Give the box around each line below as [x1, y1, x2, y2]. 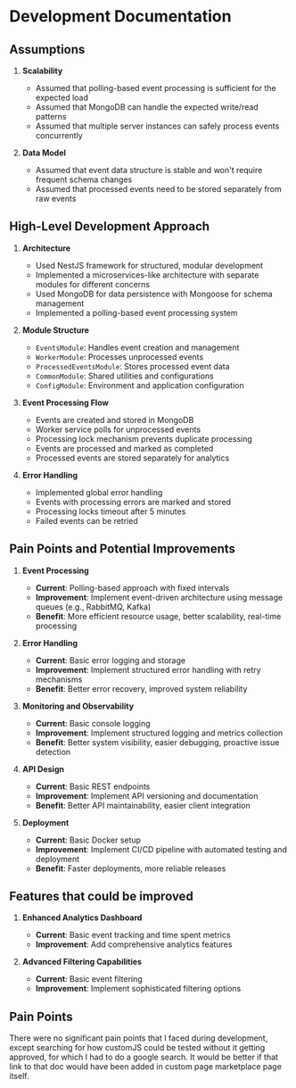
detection [35, 746, 71, 757]
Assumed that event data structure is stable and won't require [35, 165, 263, 175]
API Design [21, 763, 65, 774]
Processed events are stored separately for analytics [35, 453, 230, 463]
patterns [35, 112, 67, 121]
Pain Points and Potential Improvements [9, 542, 236, 557]
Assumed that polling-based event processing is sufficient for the [35, 83, 276, 93]
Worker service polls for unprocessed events [35, 424, 201, 435]
